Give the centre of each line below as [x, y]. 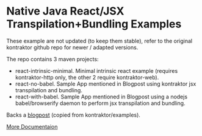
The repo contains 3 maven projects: [52, 59]
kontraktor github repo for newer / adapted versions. [72, 47]
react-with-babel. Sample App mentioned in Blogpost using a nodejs [101, 97]
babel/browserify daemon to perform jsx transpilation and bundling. [100, 103]
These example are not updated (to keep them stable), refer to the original [99, 41]
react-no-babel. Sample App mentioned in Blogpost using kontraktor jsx [106, 84]
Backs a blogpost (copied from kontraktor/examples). [73, 115]
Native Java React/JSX [65, 11]
